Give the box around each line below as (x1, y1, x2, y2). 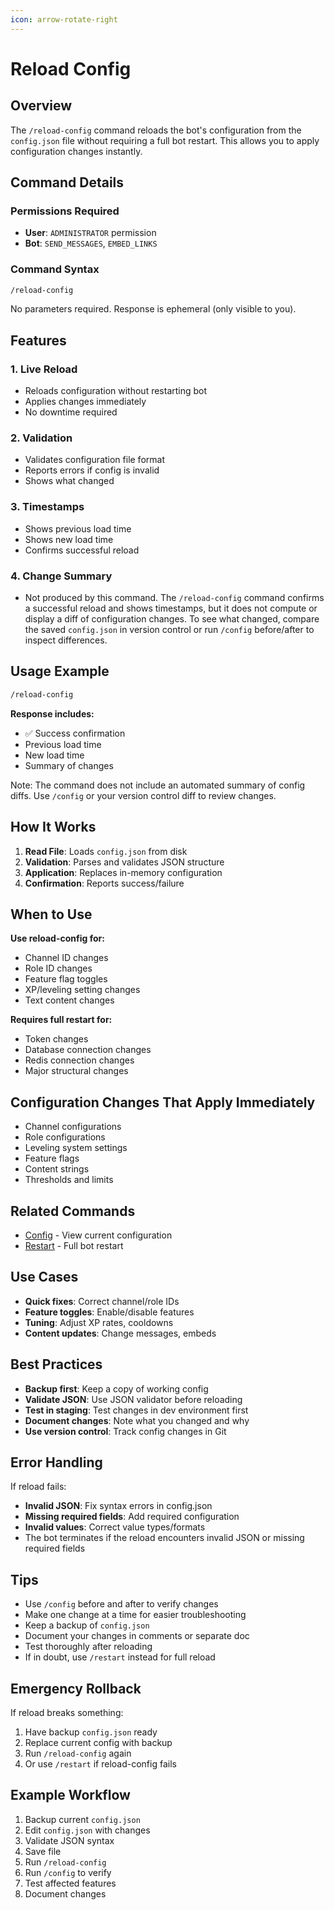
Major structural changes (24, 1065, 129, 1077)
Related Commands (10, 1202, 136, 1220)
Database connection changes (24, 1044, 152, 1056)
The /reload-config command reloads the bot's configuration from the (10, 124, 302, 136)
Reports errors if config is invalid (24, 464, 160, 476)
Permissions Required (10, 204, 120, 218)
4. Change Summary (10, 569, 113, 583)
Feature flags (24, 1152, 80, 1165)
